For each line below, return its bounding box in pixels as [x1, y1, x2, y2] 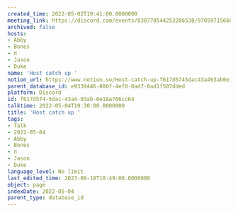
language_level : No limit [7, 167, 84, 175]
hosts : [7, 30, 27, 37]
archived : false [7, 23, 55, 30]
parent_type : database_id [7, 194, 84, 201]
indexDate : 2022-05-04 [7, 188, 74, 195]
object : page [7, 181, 46, 188]
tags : [7, 115, 23, 122]
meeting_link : [7, 17, 50, 24]
